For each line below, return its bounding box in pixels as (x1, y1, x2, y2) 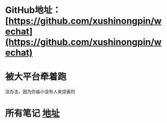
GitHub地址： (5, 4, 61, 16)
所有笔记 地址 (5, 108, 60, 119)
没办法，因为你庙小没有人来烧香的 (5, 89, 75, 95)
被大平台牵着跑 (5, 71, 67, 82)
